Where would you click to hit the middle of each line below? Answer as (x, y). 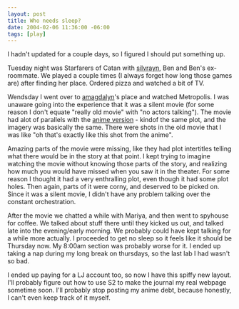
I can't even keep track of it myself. (59, 298)
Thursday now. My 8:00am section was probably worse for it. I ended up (114, 246)
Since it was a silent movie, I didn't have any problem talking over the (109, 194)
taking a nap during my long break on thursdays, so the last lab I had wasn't (119, 253)
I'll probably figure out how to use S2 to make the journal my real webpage (117, 283)
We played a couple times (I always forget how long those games (136, 76)
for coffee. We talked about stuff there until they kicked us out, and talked (116, 223)
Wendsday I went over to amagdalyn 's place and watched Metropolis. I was (118, 97)
